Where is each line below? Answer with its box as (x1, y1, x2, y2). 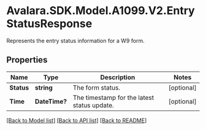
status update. (72, 101, 115, 109)
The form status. (72, 83, 121, 92)
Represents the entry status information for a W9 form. (6, 37, 145, 44)
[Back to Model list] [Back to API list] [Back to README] (6, 117, 147, 124)
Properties (6, 55, 48, 65)
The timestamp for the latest (72, 93, 154, 102)
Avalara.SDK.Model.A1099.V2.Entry (6, 4, 195, 18)
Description (100, 73, 135, 82)
